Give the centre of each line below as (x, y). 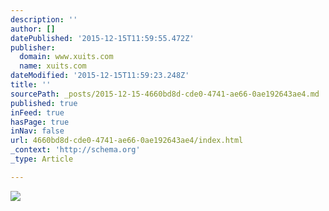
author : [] (33, 29)
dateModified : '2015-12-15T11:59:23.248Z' (100, 76)
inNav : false (37, 131)
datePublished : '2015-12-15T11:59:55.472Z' (102, 38)
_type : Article (42, 159)
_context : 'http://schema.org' (75, 150)
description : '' (44, 19)
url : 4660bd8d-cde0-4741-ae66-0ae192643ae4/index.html (127, 141)
